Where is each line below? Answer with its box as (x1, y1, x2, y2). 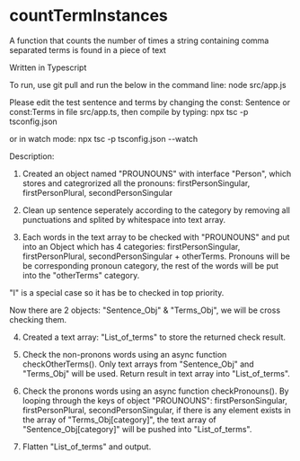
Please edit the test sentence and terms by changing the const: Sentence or (9, 96, 291, 108)
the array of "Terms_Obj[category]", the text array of (22, 414, 217, 425)
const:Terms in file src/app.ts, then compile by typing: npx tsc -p (9, 106, 249, 117)
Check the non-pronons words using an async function (22, 349, 227, 359)
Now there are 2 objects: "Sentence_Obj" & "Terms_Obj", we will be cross (9, 305, 281, 315)
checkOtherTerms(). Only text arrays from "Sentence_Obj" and (22, 359, 254, 369)
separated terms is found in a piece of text (9, 44, 166, 55)
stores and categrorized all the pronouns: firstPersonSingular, (22, 177, 251, 189)
